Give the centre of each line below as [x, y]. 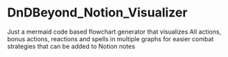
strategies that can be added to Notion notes [71, 46]
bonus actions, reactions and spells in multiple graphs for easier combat [111, 38]
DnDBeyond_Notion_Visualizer [97, 13]
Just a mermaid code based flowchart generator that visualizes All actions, [114, 32]
